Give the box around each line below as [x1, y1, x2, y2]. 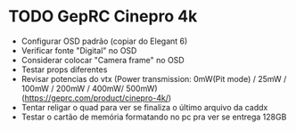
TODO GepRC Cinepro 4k [8, 6, 198, 27]
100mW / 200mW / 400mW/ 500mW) [21, 83, 158, 94]
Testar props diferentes [21, 64, 108, 75]
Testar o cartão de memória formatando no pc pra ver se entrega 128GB [21, 111, 287, 122]
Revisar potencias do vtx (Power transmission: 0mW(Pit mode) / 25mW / [21, 73, 287, 84]
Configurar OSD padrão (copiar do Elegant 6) [21, 36, 188, 46]
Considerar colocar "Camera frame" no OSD [21, 54, 185, 65]
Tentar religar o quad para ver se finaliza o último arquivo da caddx [21, 102, 268, 112]
